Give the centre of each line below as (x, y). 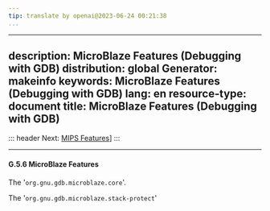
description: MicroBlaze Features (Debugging (125, 56)
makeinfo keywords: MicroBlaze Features (115, 81)
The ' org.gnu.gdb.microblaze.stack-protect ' (83, 197)
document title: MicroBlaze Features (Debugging (133, 107)
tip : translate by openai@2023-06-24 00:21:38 (88, 16)
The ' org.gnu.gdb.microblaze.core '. (67, 182)
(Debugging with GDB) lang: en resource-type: (127, 94)
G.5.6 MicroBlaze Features (53, 164)
